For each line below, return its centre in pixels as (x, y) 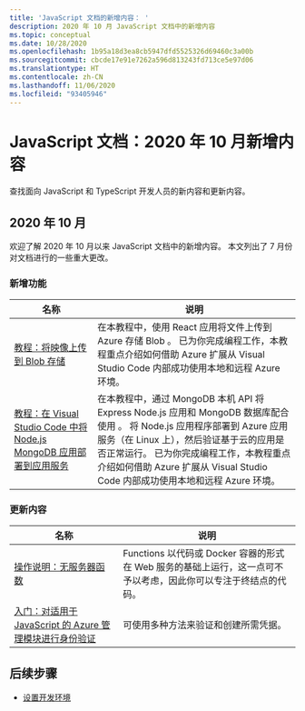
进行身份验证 (69, 638)
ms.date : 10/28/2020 (49, 43)
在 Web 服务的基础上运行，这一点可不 (203, 566)
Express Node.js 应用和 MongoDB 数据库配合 (193, 412)
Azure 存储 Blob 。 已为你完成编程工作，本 (188, 340)
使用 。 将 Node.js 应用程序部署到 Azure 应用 (192, 426)
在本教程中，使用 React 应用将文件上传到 (184, 326)
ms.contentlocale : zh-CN (56, 77)
